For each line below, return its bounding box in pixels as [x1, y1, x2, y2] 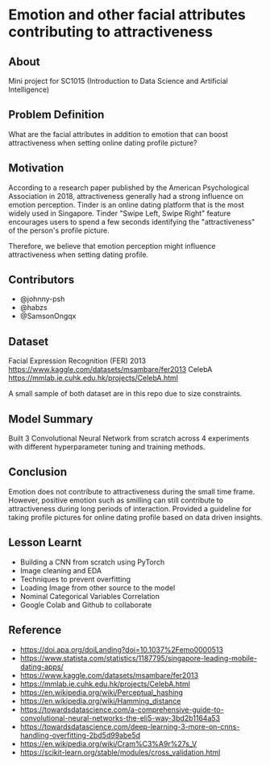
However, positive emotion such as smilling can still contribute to [8, 495, 224, 505]
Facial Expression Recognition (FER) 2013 [8, 356, 147, 366]
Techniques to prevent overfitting [19, 574, 131, 584]
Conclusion [8, 465, 68, 479]
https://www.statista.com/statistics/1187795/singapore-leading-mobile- [19, 653, 258, 663]
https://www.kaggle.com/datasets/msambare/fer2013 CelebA [8, 365, 213, 374]
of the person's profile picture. [8, 225, 110, 235]
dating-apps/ [19, 662, 64, 672]
